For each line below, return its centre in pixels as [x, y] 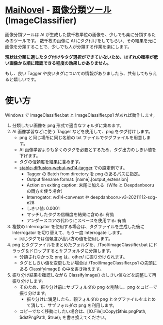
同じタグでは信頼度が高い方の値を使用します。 [66, 238]
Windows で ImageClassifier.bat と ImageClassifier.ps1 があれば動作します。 [81, 115]
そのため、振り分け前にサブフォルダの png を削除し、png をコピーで [88, 287]
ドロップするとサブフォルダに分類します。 [71, 250]
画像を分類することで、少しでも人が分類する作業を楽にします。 [68, 46]
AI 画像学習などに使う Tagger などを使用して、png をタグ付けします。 [82, 131]
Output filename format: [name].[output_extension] [77, 179]
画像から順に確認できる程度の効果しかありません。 [60, 63]
